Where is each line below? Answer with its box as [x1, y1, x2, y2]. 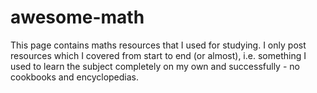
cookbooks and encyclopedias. [10, 71, 140, 83]
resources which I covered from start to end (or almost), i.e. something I [10, 49, 307, 61]
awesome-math [10, 6, 145, 29]
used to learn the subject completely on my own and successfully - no [10, 60, 300, 72]
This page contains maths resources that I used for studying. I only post [10, 39, 307, 51]
